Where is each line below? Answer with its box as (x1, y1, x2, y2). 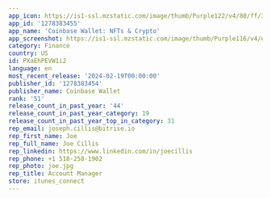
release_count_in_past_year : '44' (8, 102, 125, 110)
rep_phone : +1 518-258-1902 (8, 154, 103, 162)
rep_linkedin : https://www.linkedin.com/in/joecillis (8, 147, 194, 155)
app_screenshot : (8, 34, 63, 43)
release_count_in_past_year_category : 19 (8, 110, 150, 118)
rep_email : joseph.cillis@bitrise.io (8, 124, 135, 133)
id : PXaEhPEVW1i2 (8, 57, 67, 65)
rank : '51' (8, 95, 45, 103)
